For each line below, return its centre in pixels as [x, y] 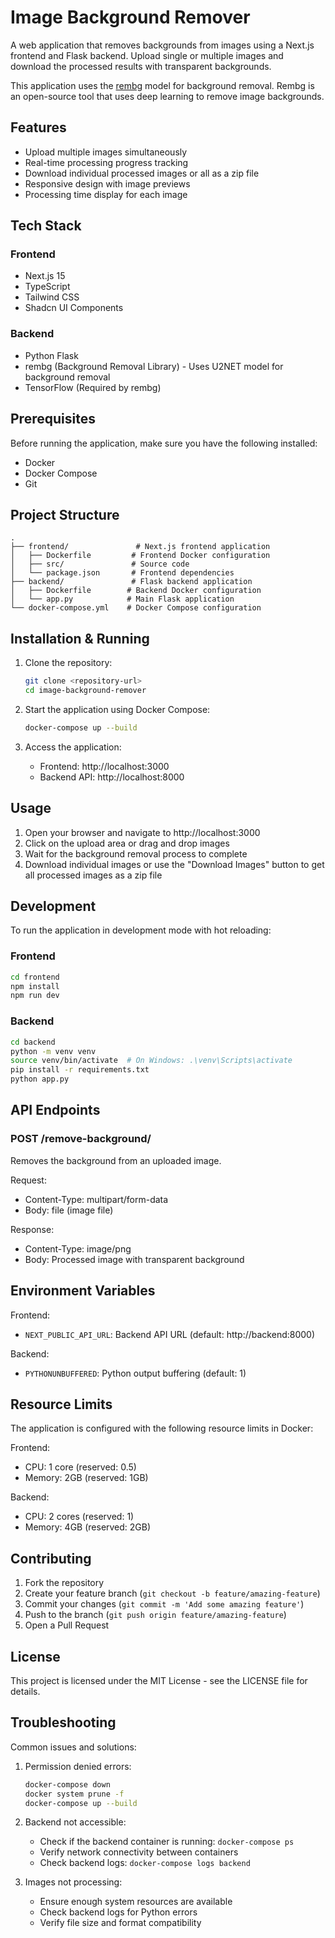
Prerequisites [53, 419]
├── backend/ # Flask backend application [131, 582]
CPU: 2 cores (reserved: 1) [79, 1517]
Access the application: [73, 747]
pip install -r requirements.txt [80, 1070]
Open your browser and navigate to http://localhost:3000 [142, 832]
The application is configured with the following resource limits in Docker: [162, 1428]
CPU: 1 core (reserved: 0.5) [80, 1467]
